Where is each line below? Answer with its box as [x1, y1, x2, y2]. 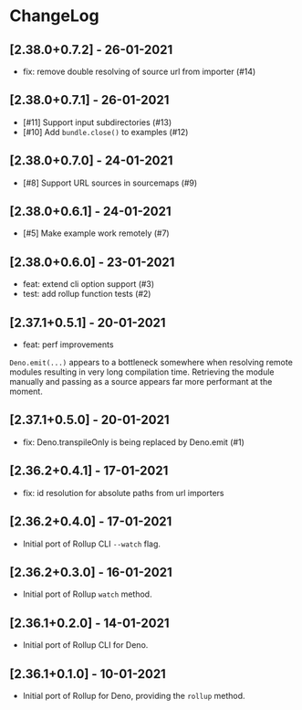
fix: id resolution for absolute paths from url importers [22, 487, 224, 498]
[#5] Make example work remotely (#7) [22, 228, 171, 238]
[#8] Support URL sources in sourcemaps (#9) [22, 177, 198, 188]
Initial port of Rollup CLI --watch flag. [22, 538, 161, 549]
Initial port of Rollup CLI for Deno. [22, 640, 149, 651]
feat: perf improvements [22, 339, 114, 350]
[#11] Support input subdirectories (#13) [22, 116, 172, 128]
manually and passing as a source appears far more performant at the [9, 376, 273, 387]
